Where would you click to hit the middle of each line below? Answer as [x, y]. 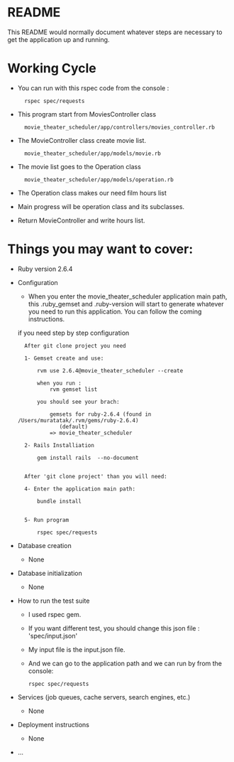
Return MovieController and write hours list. [81, 220]
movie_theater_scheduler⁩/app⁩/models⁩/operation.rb [99, 179]
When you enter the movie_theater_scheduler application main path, [128, 296]
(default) [74, 426]
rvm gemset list [73, 389]
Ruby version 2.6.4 [45, 269]
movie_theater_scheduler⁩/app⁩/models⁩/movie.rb [93, 154]
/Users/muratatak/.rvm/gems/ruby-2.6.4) [78, 420]
